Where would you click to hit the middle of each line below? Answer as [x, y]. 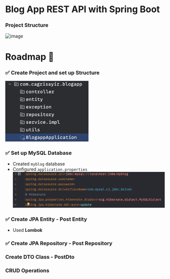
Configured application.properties [50, 169]
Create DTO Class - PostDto [40, 257]
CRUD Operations [27, 270]
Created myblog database [39, 164]
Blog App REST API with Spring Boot [83, 9]
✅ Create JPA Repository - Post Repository [59, 243]
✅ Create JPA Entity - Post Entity [46, 219]
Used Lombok [28, 230]
